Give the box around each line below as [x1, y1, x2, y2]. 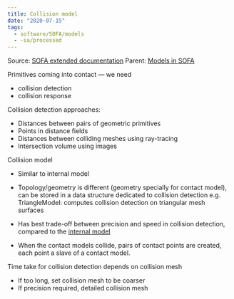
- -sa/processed [14, 37, 62, 44]
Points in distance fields [17, 127, 88, 135]
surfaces [17, 206, 44, 214]
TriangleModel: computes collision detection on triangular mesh [17, 199, 205, 207]
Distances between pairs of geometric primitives [17, 119, 161, 128]
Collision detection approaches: [7, 105, 101, 114]
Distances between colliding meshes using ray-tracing [17, 135, 178, 143]
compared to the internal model [17, 227, 111, 236]
